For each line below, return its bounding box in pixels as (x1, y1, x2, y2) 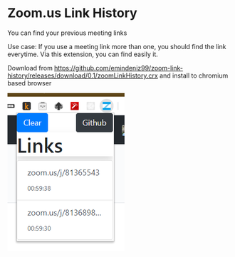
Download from (7, 63, 53, 72)
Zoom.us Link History (7, 5, 137, 21)
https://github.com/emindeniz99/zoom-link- (54, 63, 184, 72)
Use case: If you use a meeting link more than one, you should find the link (7, 42, 226, 51)
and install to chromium (159, 71, 229, 80)
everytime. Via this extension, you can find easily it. (7, 50, 159, 58)
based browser (7, 78, 52, 87)
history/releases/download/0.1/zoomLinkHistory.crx (7, 71, 158, 80)
